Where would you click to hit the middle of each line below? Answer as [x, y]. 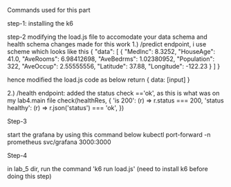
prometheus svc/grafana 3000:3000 [59, 142]
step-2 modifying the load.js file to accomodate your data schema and [107, 37]
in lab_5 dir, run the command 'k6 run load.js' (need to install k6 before [108, 169]
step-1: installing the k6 [40, 23]
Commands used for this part [49, 10]
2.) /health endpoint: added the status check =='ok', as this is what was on [113, 93]
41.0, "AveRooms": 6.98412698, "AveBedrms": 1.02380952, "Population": [111, 59]
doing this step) [29, 176]
